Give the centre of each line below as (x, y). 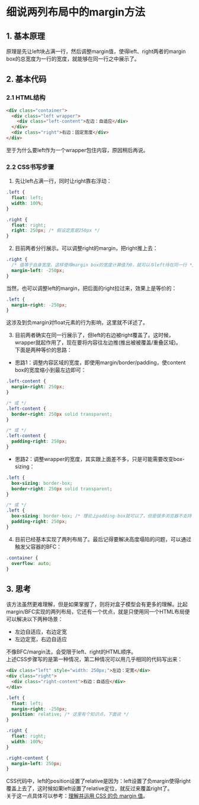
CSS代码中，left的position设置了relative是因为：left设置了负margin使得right (99, 781)
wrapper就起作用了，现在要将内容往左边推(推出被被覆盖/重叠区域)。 (98, 343)
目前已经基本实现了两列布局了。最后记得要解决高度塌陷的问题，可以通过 (103, 539)
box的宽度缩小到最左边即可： (51, 370)
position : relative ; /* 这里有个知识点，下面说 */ (70, 714)
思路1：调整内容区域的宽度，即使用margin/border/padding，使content (100, 362)
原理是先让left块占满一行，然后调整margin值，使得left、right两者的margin (96, 51)
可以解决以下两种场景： (35, 619)
